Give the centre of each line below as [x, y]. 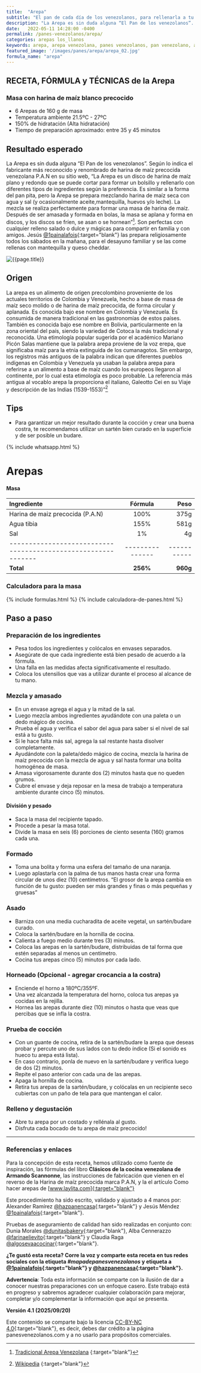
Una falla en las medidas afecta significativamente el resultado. [93, 668]
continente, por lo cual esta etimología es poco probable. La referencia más [99, 376]
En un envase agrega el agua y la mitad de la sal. [75, 709]
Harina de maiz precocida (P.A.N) [56, 514]
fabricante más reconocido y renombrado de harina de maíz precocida [93, 170]
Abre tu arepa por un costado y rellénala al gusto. [76, 1122]
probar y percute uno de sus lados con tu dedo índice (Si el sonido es [100, 1049]
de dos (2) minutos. [39, 1068]
